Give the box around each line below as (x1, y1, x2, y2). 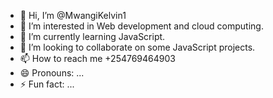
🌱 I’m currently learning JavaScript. (19, 31, 166, 42)
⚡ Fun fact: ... (19, 78, 75, 90)
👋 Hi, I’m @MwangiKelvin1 (19, 10, 127, 21)
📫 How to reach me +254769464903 (19, 53, 176, 64)
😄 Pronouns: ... (19, 67, 85, 79)
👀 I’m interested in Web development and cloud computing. (19, 20, 264, 32)
